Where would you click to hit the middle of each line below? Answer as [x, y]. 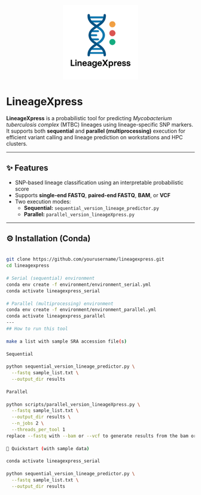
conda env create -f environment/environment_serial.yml [79, 285]
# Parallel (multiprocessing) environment [60, 304]
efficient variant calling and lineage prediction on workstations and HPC [95, 137]
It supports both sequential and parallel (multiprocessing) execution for [96, 131]
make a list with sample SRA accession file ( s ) [67, 341]
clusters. [17, 143]
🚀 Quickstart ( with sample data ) [48, 448]
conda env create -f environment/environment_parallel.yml [81, 310]
